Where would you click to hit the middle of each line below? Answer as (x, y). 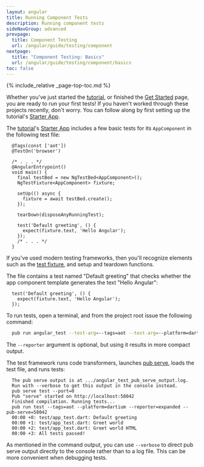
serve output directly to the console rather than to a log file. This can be (96, 451)
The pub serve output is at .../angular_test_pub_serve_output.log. (100, 381)
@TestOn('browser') (36, 151)
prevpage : (19, 35)
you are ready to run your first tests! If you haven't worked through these (97, 104)
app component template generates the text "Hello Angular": (82, 283)
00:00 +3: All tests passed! (49, 434)
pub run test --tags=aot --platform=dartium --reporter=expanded (96, 407)
